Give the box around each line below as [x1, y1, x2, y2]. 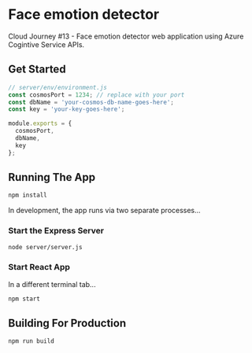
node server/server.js [8, 243, 83, 251]
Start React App [8, 262, 71, 273]
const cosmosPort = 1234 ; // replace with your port [8, 90, 185, 99]
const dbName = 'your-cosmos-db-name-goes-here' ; [8, 98, 175, 106]
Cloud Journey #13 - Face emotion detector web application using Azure [8, 31, 244, 41]
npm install [8, 191, 47, 200]
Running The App [8, 171, 96, 184]
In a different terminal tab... [8, 279, 96, 289]
